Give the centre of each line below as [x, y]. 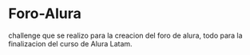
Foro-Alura [45, 14]
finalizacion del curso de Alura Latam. [71, 43]
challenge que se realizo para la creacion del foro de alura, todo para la [125, 35]
